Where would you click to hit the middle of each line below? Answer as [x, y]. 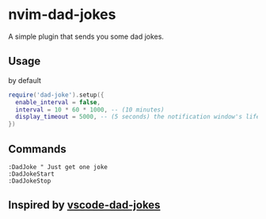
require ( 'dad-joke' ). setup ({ [56, 95]
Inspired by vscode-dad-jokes [84, 205]
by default [25, 80]
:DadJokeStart [32, 174]
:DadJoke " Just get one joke [58, 167]
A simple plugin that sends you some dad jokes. [86, 36]
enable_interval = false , [58, 102]
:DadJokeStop [30, 181]
